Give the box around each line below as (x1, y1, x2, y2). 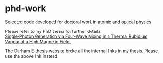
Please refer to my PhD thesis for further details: (5, 28, 102, 34)
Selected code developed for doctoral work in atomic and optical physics (5, 19, 152, 25)
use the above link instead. (5, 53, 59, 59)
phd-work (5, 3, 46, 14)
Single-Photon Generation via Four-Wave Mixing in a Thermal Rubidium (5, 33, 148, 39)
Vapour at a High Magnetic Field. (5, 38, 71, 44)
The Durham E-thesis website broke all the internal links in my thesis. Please (5, 48, 158, 54)
